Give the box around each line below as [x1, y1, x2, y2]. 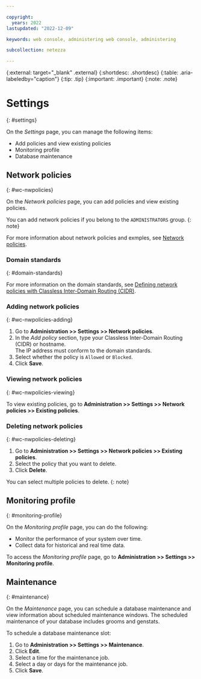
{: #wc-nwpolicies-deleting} [6, 436, 76, 443]
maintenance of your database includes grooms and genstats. [6, 617, 160, 625]
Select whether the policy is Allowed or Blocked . [14, 354, 133, 361]
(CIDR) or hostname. [14, 340, 66, 348]
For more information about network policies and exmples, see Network [6, 234, 185, 241]
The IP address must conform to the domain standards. [14, 347, 152, 354]
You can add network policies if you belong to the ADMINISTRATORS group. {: [6, 215, 191, 223]
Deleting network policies [6, 422, 83, 430]
